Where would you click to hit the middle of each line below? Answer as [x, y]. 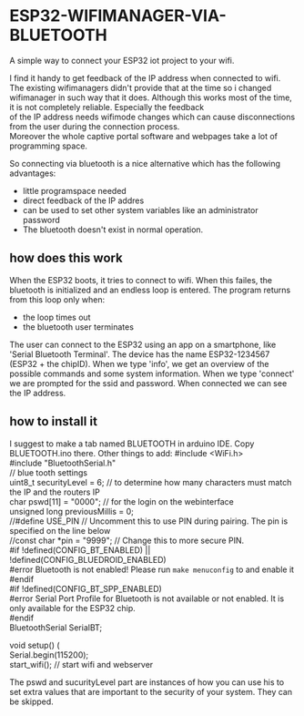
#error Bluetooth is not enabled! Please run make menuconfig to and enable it [152, 569]
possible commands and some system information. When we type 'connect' [152, 373]
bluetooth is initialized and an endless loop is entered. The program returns [150, 290]
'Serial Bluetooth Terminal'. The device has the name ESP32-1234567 [140, 354]
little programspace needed [75, 190]
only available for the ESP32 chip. [73, 608]
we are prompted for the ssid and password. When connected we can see [148, 383]
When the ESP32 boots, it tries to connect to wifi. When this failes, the [141, 280]
